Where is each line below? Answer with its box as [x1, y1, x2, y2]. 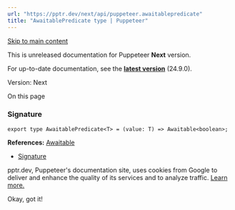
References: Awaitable [7, 138, 75, 147]
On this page [7, 92, 45, 100]
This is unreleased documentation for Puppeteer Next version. [7, 51, 191, 59]
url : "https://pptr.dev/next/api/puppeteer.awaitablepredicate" [7, 10, 203, 18]
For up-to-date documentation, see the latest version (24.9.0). [7, 64, 193, 73]
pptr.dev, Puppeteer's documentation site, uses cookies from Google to [7, 165, 218, 174]
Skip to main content [7, 36, 69, 45]
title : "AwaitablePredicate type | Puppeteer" [7, 17, 149, 24]
